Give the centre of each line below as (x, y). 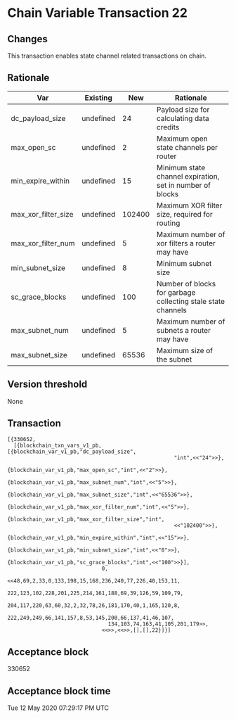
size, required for (185, 214)
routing (169, 223)
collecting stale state (191, 301)
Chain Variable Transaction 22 (98, 13)
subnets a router (184, 330)
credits (168, 127)
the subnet (175, 359)
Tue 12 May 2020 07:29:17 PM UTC (58, 708)
